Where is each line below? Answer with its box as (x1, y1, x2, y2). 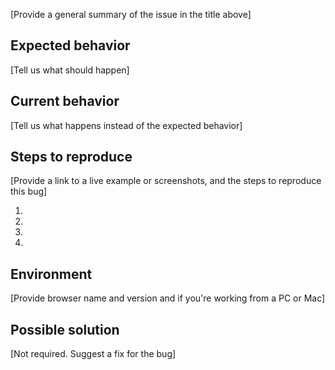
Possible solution (10, 321, 120, 338)
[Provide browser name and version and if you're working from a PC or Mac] (10, 292, 326, 304)
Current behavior (10, 93, 120, 110)
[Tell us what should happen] (10, 64, 130, 76)
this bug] (10, 185, 48, 198)
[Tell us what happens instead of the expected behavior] (10, 119, 243, 131)
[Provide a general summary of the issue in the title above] (10, 9, 252, 20)
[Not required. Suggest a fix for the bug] (10, 348, 177, 360)
